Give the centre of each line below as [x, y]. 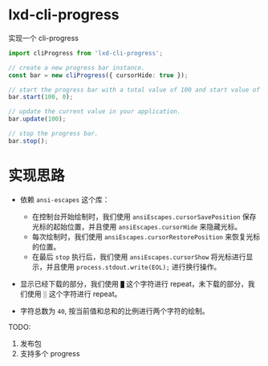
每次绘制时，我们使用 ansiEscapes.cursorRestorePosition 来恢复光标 [146, 236]
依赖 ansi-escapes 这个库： [65, 199]
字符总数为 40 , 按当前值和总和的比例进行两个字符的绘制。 [115, 311]
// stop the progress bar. [53, 134]
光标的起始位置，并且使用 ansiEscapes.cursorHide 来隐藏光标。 [137, 226]
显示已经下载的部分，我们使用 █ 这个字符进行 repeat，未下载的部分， [134, 283]
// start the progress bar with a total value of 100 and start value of [134, 90]
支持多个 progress [50, 353]
